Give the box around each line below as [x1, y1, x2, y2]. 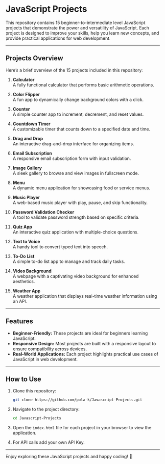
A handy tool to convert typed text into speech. [12, 244, 108, 250]
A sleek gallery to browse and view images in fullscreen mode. [12, 170, 139, 176]
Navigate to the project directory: [12, 406, 80, 412]
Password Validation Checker [12, 209, 74, 215]
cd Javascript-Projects [12, 416, 62, 421]
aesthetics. [12, 278, 35, 284]
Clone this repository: [12, 388, 56, 394]
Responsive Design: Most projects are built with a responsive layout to [12, 340, 156, 346]
